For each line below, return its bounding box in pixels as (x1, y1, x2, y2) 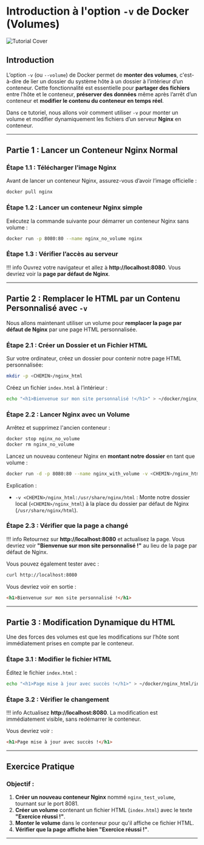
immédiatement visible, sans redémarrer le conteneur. (6, 715, 141, 723)
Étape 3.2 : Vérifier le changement (6, 695, 109, 704)
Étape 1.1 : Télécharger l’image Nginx (6, 163, 117, 172)
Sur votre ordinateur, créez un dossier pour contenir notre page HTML (6, 354, 182, 362)
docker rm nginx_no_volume (6, 441, 75, 447)
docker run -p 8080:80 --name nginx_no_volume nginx (6, 236, 143, 242)
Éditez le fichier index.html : (6, 668, 77, 676)
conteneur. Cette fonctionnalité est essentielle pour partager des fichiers (6, 84, 190, 91)
